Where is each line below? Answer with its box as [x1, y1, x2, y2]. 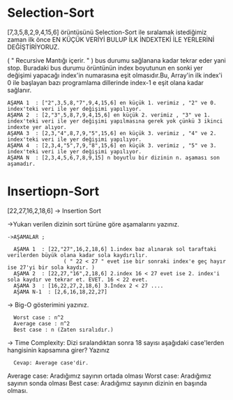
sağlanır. [7, 86, 32, 94]
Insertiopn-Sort [7, 183, 100, 199]
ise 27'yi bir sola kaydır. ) [7, 263, 96, 271]
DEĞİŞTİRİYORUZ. [7, 43, 60, 51]
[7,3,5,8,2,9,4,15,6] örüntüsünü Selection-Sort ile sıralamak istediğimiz [7, 28, 207, 36]
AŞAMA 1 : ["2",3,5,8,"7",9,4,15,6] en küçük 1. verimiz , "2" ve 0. [7, 99, 217, 106]
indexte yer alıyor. [7, 123, 68, 130]
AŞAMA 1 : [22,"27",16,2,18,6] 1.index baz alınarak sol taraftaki [13, 245, 217, 252]
